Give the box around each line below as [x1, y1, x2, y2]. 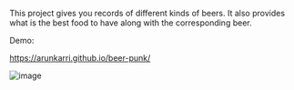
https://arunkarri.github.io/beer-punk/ [9, 53, 151, 63]
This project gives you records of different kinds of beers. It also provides [9, 8, 285, 18]
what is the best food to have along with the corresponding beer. [9, 17, 252, 28]
